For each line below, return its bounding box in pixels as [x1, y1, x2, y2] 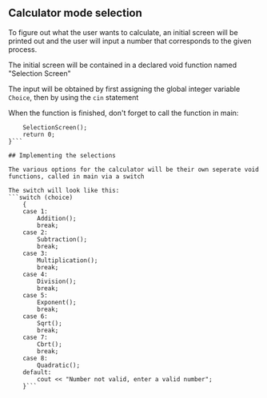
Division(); [37, 277, 78, 285]
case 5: [22, 291, 48, 299]
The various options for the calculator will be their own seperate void [8, 165, 260, 173]
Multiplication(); [37, 256, 98, 265]
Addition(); [37, 214, 78, 222]
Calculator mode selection [8, 6, 142, 20]
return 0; [22, 130, 56, 138]
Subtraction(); [37, 235, 88, 243]
